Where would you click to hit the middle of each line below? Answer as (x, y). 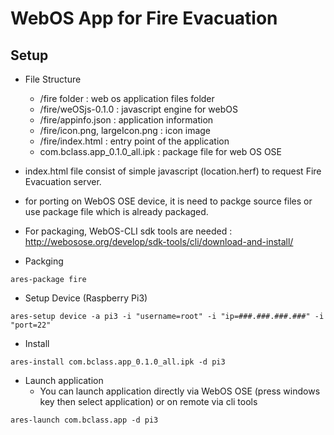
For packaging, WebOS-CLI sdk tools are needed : (128, 231)
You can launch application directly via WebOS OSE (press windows (180, 391)
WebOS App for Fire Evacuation (144, 18)
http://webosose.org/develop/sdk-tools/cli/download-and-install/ (159, 241)
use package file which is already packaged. (116, 211)
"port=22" (31, 325)
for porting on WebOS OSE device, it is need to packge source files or (168, 201)
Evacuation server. (63, 181)
